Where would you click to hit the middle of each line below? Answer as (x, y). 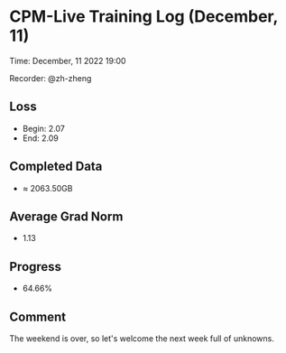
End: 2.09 (40, 138)
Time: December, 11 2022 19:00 (68, 60)
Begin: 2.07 (44, 128)
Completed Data (56, 167)
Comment (38, 316)
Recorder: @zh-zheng (51, 78)
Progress (35, 267)
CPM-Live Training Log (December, (143, 17)
